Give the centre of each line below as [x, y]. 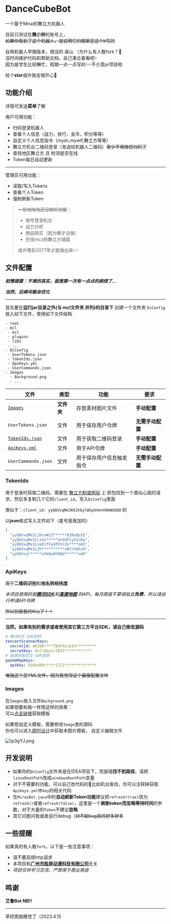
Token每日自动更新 [32, 159]
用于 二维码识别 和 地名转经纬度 [36, 583]
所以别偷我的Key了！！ [29, 611]
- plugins [18, 337]
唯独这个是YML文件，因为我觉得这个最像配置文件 [57, 676]
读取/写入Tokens [30, 186]
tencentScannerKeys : [27, 641]
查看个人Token [28, 192]
